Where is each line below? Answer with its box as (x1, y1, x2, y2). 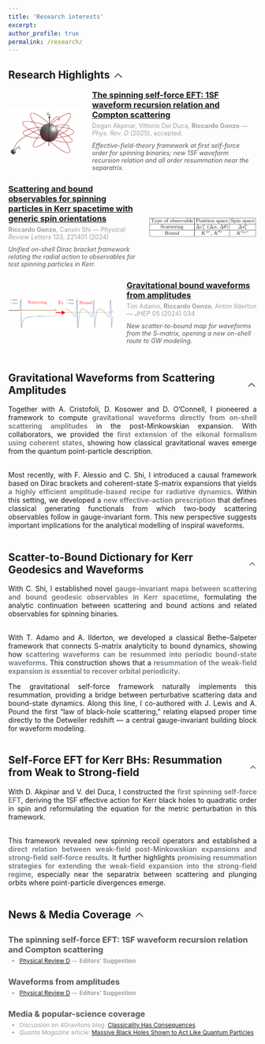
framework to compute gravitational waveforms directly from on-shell (8, 413, 257, 422)
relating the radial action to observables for (8, 253, 136, 261)
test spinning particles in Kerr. (8, 260, 96, 269)
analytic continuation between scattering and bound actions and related (8, 600, 257, 610)
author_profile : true (8, 29, 80, 37)
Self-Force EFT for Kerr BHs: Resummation (8, 754, 222, 767)
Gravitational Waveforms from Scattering (8, 371, 215, 384)
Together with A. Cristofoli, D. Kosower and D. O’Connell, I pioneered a (8, 404, 257, 414)
